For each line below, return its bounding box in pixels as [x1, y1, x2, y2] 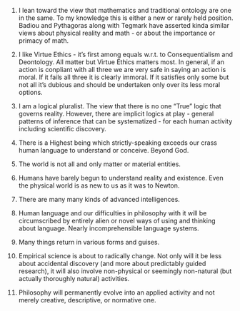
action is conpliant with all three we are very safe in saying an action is [18, 66, 226, 73]
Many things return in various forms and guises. [18, 238, 160, 246]
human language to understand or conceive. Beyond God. [18, 146, 189, 154]
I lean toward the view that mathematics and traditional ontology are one [18, 6, 231, 14]
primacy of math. [18, 36, 69, 45]
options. [18, 88, 43, 96]
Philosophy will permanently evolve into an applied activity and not [18, 288, 215, 297]
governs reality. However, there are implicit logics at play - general [18, 110, 214, 118]
